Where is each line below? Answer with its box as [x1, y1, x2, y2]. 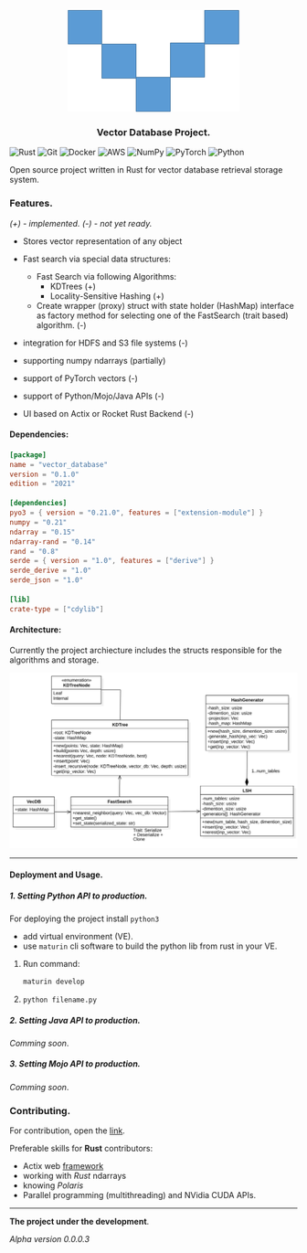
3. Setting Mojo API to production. [9, 1058, 142, 1069]
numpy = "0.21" [9, 517, 68, 526]
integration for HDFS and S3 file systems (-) [22, 337, 189, 348]
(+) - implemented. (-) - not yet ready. [9, 218, 153, 228]
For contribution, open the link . [9, 1125, 125, 1136]
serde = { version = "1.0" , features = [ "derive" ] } [9, 557, 215, 566]
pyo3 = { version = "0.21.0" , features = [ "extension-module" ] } [9, 508, 264, 517]
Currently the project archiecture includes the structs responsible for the [9, 644, 282, 655]
